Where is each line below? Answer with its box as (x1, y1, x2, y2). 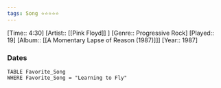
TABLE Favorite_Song (7, 68, 67, 75)
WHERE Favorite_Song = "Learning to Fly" (7, 74, 128, 81)
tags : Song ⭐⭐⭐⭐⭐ (7, 10, 60, 17)
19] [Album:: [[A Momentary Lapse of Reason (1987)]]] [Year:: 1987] (7, 35, 198, 44)
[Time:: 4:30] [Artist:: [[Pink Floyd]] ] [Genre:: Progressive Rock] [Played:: (7, 29, 214, 37)
